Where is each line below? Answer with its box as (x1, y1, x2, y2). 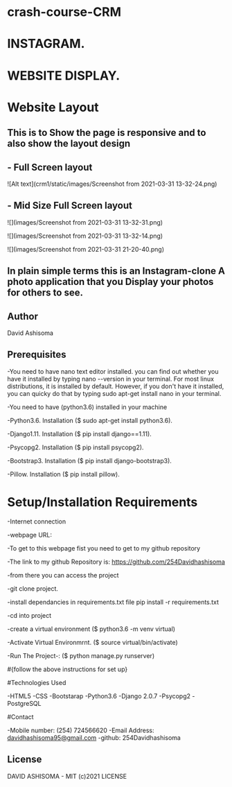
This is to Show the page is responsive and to (7, 127, 206, 139)
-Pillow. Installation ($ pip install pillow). (7, 469, 120, 478)
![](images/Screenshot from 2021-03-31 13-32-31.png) (7, 218, 163, 226)
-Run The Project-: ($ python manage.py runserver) (7, 651, 154, 659)
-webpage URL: (7, 530, 53, 539)
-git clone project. (7, 584, 59, 593)
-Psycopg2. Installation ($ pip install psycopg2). (7, 443, 144, 451)
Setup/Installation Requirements (7, 494, 198, 510)
